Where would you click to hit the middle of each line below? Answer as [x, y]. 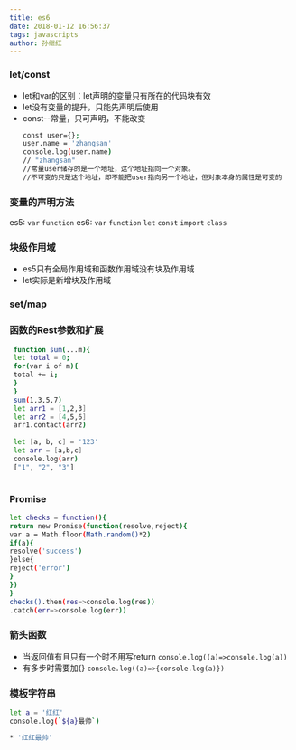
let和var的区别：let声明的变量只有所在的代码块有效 [116, 95]
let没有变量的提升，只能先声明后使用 [90, 107]
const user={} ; [51, 135]
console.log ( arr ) [46, 459]
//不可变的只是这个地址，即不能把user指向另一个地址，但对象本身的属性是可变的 [152, 177]
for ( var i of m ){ [46, 366]
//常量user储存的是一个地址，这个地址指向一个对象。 [109, 169]
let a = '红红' [37, 713]
